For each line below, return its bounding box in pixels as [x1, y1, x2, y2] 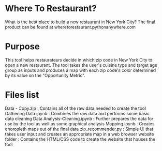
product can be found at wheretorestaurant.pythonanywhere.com [5, 24, 136, 30]
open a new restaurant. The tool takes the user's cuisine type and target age [5, 62, 158, 68]
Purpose [5, 41, 40, 52]
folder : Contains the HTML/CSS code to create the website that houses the [5, 136, 156, 142]
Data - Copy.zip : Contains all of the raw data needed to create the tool [5, 105, 146, 111]
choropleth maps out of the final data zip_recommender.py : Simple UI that [5, 126, 154, 132]
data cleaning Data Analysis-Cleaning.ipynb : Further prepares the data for [5, 116, 154, 121]
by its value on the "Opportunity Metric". [5, 72, 86, 78]
